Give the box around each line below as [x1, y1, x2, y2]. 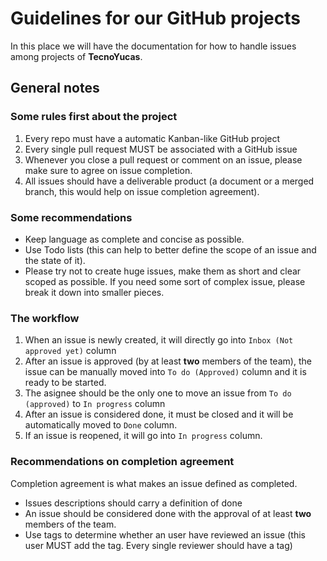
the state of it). [24, 254, 86, 266]
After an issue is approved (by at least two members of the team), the [24, 355, 312, 367]
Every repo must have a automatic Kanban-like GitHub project [24, 132, 281, 144]
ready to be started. [24, 377, 107, 389]
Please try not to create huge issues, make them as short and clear [24, 265, 302, 277]
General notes [10, 80, 100, 97]
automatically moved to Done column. [24, 419, 178, 431]
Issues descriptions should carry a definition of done [24, 497, 243, 509]
